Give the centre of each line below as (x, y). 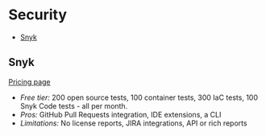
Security (37, 15)
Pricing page (29, 81)
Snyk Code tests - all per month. (74, 105)
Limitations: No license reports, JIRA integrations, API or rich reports (133, 123)
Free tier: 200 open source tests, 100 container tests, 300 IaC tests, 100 (139, 97)
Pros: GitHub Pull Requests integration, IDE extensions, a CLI (121, 114)
